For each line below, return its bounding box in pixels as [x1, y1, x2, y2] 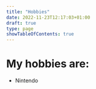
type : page [6, 25, 34, 32]
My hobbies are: [6, 57, 89, 71]
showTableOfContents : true [6, 31, 74, 37]
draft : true [6, 20, 36, 26]
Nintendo [14, 77, 38, 84]
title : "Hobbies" [6, 8, 50, 15]
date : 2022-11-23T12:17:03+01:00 [6, 14, 91, 20]
